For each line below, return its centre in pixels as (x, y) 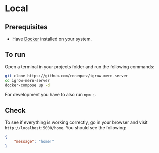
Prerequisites (26, 27)
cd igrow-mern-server (28, 80)
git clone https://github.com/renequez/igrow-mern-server (67, 76)
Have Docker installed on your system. (52, 39)
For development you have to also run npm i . (51, 95)
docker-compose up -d (28, 85)
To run (15, 55)
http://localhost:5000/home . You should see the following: (66, 128)
